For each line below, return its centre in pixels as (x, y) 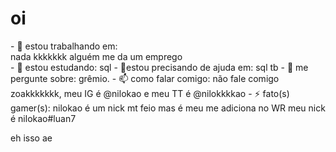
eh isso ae (31, 138)
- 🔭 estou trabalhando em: (64, 46)
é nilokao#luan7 (43, 118)
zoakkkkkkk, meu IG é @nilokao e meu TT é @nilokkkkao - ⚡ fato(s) (150, 93)
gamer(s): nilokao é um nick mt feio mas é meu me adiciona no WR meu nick (168, 108)
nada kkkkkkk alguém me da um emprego (96, 56)
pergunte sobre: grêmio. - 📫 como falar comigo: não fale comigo (145, 78)
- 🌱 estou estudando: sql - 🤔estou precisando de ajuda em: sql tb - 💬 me (159, 67)
